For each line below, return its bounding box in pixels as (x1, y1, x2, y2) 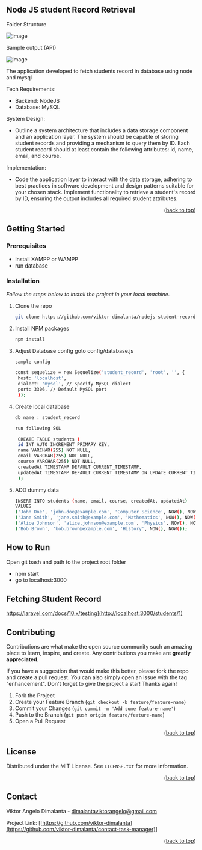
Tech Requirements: (6, 85, 56, 93)
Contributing (6, 627, 55, 637)
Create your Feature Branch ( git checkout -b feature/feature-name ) (14, 699, 186, 706)
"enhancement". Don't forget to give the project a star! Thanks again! (6, 680, 177, 688)
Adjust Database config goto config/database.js (14, 347, 134, 354)
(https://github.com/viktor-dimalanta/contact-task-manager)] (6, 825, 158, 833)
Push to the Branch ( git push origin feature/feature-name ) (14, 711, 165, 718)
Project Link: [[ (6, 819, 43, 826)
